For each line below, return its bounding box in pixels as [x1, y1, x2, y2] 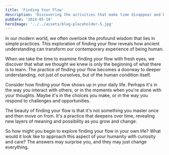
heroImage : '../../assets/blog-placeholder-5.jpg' [5, 21, 114, 27]
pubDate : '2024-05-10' [5, 17, 53, 22]
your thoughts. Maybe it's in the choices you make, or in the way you [5, 92, 148, 98]
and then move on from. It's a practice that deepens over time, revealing [5, 113, 155, 119]
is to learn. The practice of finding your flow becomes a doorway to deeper [5, 67, 161, 73]
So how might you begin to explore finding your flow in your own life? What [5, 128, 161, 134]
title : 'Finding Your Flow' [5, 7, 64, 13]
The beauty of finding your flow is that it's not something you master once [5, 108, 159, 114]
